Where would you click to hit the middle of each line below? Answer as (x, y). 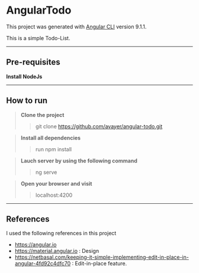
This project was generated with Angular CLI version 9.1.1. (76, 27)
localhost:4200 (54, 195)
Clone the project (42, 115)
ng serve (46, 172)
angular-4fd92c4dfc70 (43, 264)
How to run (27, 101)
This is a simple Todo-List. (38, 38)
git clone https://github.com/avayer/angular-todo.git (99, 126)
